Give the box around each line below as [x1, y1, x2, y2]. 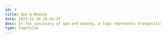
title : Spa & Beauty [5, 12, 48, 17]
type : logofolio [5, 26, 39, 31]
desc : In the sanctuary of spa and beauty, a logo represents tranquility [5, 21, 163, 26]
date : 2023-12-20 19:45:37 [5, 16, 61, 21]
